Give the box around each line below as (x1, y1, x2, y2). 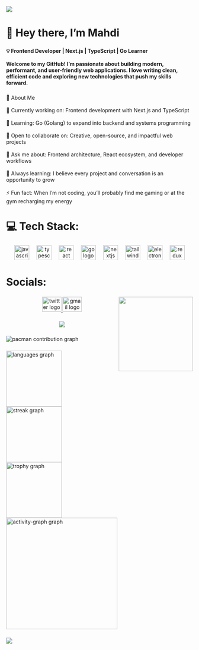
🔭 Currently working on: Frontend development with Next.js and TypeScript (6, 107, 190, 114)
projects (6, 138, 27, 146)
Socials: (6, 276, 47, 289)
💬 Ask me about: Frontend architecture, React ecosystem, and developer (6, 151, 184, 158)
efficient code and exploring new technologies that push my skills (6, 73, 172, 80)
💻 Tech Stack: (6, 220, 79, 234)
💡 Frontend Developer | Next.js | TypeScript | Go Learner (6, 48, 148, 55)
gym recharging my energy (6, 198, 72, 205)
